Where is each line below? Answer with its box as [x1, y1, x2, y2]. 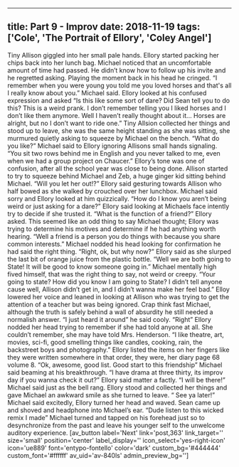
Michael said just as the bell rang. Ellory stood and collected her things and [7, 383, 228, 392]
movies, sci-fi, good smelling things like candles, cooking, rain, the [7, 338, 203, 346]
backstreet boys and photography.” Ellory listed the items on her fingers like [7, 345, 230, 354]
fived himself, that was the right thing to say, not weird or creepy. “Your [7, 269, 216, 278]
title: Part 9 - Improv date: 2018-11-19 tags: [7, 21, 201, 33]
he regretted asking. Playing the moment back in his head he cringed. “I [7, 73, 218, 82]
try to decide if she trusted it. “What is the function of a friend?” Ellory [7, 209, 212, 218]
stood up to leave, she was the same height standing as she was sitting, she [7, 126, 230, 135]
